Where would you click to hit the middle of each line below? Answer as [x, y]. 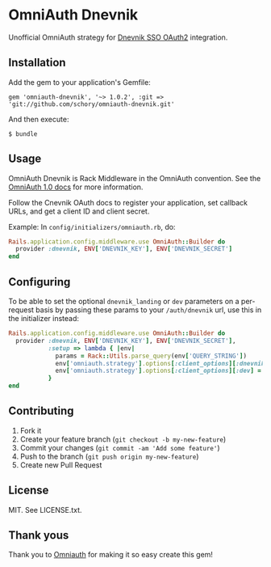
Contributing [41, 411]
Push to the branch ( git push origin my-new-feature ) [109, 456]
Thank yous [39, 535]
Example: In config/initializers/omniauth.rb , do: [92, 226]
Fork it [31, 430]
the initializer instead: [44, 318]
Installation [37, 63]
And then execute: [39, 119]
